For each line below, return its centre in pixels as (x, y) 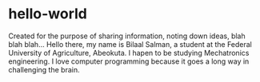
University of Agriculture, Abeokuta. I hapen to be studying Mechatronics (129, 53)
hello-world (48, 14)
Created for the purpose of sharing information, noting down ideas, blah (127, 36)
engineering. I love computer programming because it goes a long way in (129, 61)
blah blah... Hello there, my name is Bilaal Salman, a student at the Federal (130, 44)
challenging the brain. (44, 69)
